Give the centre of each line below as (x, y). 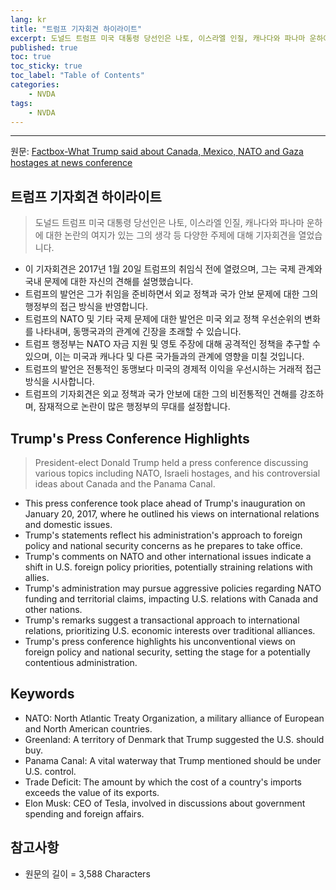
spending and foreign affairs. (84, 813)
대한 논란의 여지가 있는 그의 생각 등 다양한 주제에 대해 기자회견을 (171, 235)
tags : (21, 103)
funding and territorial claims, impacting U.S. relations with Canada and (171, 599)
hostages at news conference (71, 163)
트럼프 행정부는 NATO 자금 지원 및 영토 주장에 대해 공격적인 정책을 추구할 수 (172, 344)
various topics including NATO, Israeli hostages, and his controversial (177, 473)
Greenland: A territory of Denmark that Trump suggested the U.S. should (174, 739)
